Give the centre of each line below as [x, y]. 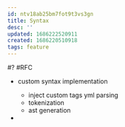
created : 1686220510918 [43, 41]
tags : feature [28, 47]
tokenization [46, 103]
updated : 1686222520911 [43, 34]
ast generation [49, 110]
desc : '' [20, 27]
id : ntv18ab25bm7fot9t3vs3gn [50, 14]
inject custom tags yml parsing [73, 95]
